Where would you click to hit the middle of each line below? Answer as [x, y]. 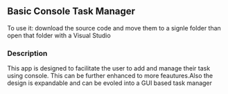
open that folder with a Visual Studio [59, 35]
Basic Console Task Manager [71, 11]
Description [27, 53]
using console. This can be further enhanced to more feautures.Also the [110, 76]
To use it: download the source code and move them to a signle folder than [114, 28]
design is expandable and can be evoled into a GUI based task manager [110, 83]
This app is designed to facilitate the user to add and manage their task [109, 68]
